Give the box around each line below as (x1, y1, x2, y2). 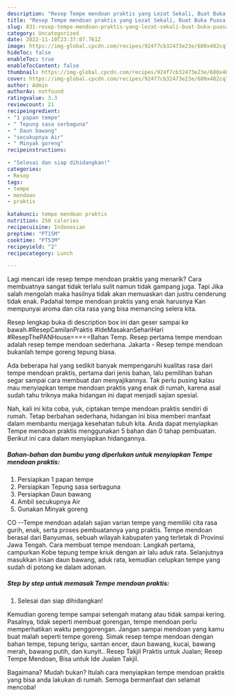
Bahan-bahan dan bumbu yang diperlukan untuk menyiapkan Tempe (7, 450, 212, 458)
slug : (7, 23, 23, 30)
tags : (7, 179, 23, 186)
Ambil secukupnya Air (17, 497, 81, 506)
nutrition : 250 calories (7, 217, 79, 224)
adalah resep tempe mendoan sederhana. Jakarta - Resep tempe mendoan (7, 340, 223, 349)
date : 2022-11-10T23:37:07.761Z (7, 36, 101, 43)
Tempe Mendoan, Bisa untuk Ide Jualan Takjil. (7, 654, 139, 663)
